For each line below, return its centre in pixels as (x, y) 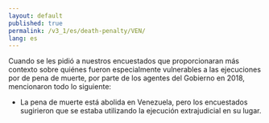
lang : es (23, 38)
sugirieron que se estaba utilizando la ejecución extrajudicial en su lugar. (141, 111)
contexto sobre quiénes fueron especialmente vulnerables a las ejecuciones (135, 70)
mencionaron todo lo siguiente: (60, 87)
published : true (35, 23)
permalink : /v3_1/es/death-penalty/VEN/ (77, 31)
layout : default (35, 16)
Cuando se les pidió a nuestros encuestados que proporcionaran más (124, 61)
